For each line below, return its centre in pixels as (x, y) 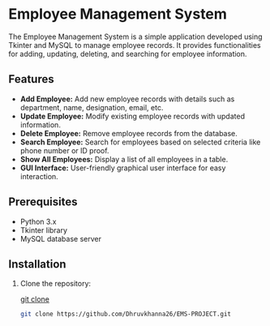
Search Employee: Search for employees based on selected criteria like (140, 142)
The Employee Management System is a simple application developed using (135, 36)
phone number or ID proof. (64, 150)
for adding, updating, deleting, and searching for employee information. (128, 54)
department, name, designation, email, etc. (92, 107)
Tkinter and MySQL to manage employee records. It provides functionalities (135, 45)
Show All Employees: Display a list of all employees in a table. (124, 159)
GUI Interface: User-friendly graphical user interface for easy (123, 168)
